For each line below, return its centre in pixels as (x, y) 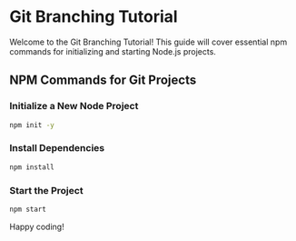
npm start (28, 209)
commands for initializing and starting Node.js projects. (113, 51)
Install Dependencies (57, 148)
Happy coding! (37, 226)
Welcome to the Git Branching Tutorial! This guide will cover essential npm (148, 42)
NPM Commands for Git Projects (103, 80)
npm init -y (32, 125)
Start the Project (46, 190)
